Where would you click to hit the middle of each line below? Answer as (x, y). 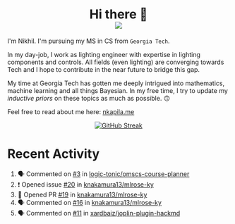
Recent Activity (54, 154)
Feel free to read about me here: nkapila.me (71, 111)
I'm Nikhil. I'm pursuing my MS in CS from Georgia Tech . (89, 41)
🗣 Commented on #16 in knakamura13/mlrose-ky (90, 202)
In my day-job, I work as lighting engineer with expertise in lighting (104, 54)
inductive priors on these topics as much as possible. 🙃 (89, 98)
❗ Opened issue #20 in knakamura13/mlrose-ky (85, 184)
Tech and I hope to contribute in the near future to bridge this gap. (103, 69)
